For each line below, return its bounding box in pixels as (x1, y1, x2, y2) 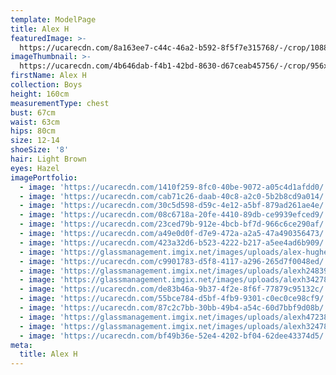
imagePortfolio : (10, 172, 78, 183)
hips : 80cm (10, 126, 56, 136)
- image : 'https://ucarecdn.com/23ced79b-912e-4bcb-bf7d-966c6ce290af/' (19, 219, 329, 230)
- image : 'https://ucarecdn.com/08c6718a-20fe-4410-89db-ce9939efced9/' (19, 210, 329, 220)
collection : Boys (10, 80, 83, 90)
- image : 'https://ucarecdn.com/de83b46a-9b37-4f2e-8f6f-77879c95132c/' (19, 284, 329, 295)
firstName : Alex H (10, 71, 87, 81)
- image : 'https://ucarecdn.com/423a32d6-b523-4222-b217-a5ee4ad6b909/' (19, 237, 329, 248)
